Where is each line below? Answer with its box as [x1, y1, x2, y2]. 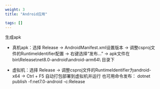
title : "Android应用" [5, 12, 48, 17]
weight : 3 [5, 7, 25, 12]
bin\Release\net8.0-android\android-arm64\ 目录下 [12, 57, 115, 63]
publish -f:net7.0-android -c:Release [12, 79, 85, 85]
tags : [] [5, 20, 23, 25]
